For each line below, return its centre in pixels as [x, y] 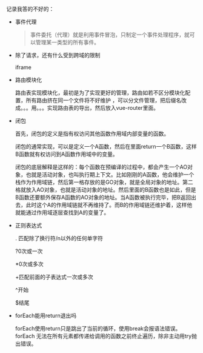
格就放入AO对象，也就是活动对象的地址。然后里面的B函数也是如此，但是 [105, 190]
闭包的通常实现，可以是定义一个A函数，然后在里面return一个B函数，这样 [106, 146]
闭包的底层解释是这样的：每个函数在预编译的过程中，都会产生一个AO [101, 167]
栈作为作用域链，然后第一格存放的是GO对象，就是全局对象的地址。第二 [104, 182]
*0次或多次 [29, 264]
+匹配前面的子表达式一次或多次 [54, 277]
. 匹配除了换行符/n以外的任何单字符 [59, 238]
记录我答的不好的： [30, 9]
